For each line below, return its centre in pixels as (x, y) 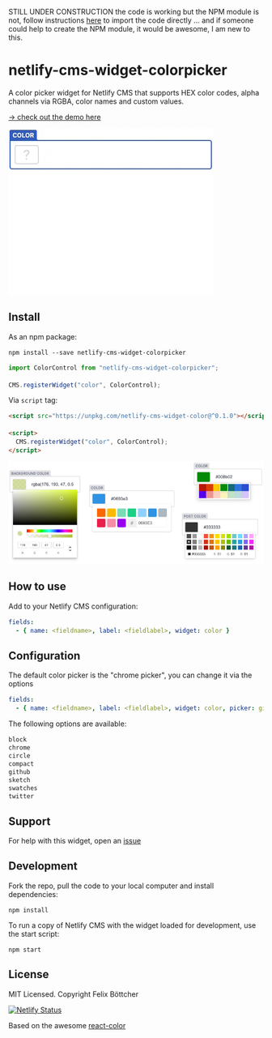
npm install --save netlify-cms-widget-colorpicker (97, 352)
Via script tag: (33, 400)
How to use (37, 587)
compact (21, 764)
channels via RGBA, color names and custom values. (96, 101)
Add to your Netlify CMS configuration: (73, 606)
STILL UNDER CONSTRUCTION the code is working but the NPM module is (134, 12)
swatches (23, 788)
